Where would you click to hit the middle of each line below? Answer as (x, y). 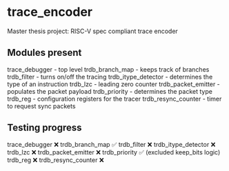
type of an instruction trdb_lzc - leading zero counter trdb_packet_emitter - (114, 84)
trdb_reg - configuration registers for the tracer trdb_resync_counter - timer (114, 99)
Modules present (44, 53)
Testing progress (44, 128)
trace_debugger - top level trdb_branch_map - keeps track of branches (108, 69)
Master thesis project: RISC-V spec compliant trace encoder (92, 31)
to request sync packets (41, 106)
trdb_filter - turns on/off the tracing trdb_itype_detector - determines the (110, 77)
